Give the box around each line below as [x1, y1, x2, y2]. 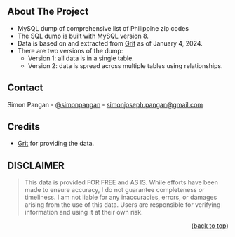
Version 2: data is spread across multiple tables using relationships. [27, 61, 223, 69]
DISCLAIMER [7, 159, 65, 171]
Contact [7, 82, 43, 94]
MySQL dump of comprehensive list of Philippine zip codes [17, 24, 189, 32]
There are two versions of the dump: [17, 46, 123, 55]
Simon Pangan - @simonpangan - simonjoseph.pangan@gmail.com [7, 100, 203, 109]
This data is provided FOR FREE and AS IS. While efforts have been [24, 178, 219, 187]
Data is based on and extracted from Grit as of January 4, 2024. [17, 39, 203, 48]
